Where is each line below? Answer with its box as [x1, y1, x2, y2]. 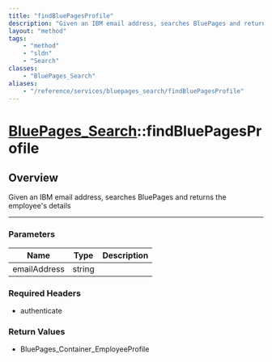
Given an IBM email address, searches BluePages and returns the [8, 192, 227, 202]
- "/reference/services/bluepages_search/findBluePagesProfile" [23, 86, 244, 95]
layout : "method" [8, 27, 67, 35]
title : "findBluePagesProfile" [8, 11, 114, 20]
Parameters [8, 229, 55, 240]
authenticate [19, 305, 62, 315]
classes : [8, 65, 38, 73]
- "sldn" [23, 49, 53, 57]
